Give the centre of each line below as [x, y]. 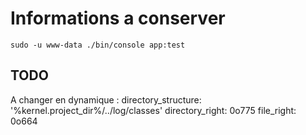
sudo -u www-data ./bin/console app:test [98, 45]
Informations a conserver [118, 18]
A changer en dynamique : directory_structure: [106, 99]
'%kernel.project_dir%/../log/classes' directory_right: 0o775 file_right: [153, 110]
